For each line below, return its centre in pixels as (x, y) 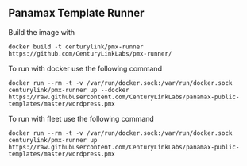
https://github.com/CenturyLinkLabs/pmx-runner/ (90, 54)
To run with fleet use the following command (81, 118)
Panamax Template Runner (76, 13)
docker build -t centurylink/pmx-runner (76, 47)
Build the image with (42, 32)
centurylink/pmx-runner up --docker (69, 90)
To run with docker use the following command (85, 68)
